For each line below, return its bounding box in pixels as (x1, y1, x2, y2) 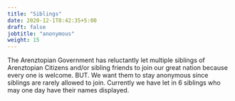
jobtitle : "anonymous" (7, 30, 75, 37)
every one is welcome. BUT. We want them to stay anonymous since (7, 71, 209, 80)
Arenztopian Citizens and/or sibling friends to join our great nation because (7, 64, 228, 72)
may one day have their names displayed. (7, 86, 130, 95)
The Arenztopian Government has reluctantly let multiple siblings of (7, 56, 205, 64)
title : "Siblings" (7, 10, 62, 18)
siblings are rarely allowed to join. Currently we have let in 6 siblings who (7, 78, 221, 87)
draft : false (7, 23, 46, 30)
